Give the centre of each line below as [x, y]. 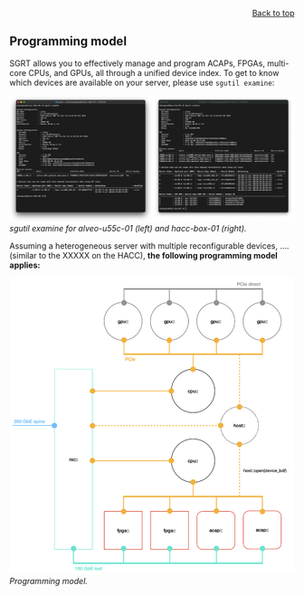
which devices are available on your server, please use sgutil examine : [142, 82]
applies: [25, 265]
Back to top [273, 13]
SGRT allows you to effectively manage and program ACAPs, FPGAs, [137, 63]
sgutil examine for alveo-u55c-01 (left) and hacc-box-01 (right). [128, 228]
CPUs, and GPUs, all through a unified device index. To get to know [154, 72]
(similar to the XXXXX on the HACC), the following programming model [143, 255]
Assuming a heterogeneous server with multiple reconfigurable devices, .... [149, 246]
